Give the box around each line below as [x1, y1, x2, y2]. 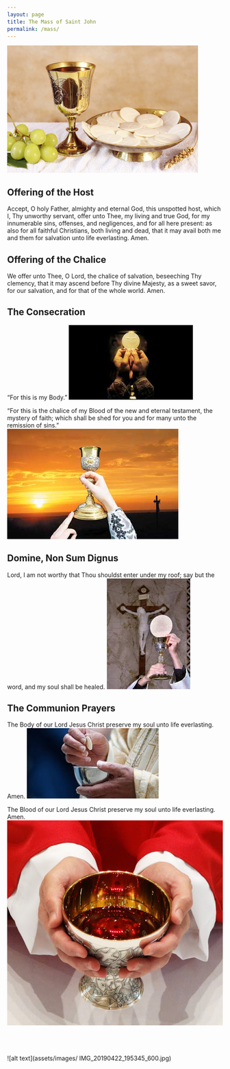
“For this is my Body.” [7, 393, 68, 401]
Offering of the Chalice [7, 254, 107, 266]
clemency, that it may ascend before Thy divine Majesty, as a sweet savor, [7, 279, 217, 287]
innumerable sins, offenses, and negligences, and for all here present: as [7, 220, 212, 228]
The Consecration [7, 306, 86, 318]
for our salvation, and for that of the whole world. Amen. [7, 287, 166, 294]
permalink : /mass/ [7, 25, 60, 32]
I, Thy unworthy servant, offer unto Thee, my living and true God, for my [7, 212, 210, 220]
